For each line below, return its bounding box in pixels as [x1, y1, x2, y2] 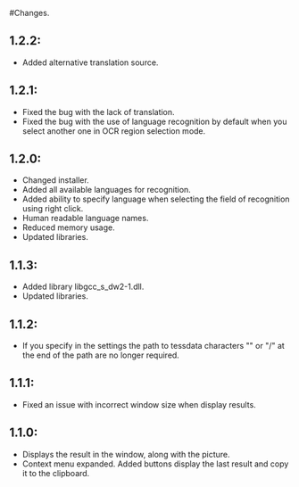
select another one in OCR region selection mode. [21, 125, 206, 136]
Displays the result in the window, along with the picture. [21, 449, 230, 459]
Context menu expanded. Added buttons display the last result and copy [21, 458, 289, 469]
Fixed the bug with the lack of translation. [21, 106, 176, 117]
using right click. [21, 203, 84, 214]
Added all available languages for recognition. [21, 185, 192, 195]
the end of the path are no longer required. [21, 350, 180, 360]
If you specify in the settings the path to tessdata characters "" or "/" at [21, 341, 286, 351]
